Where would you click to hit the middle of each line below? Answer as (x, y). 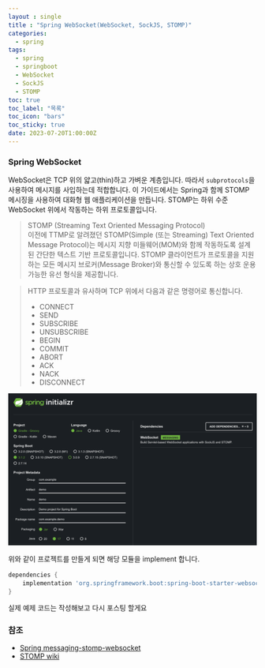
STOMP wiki (39, 656)
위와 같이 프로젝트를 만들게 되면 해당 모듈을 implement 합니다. (104, 559)
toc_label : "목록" (37, 108)
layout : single (35, 17)
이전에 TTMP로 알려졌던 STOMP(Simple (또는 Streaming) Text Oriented (141, 235)
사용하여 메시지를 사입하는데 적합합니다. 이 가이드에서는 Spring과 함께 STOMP (129, 190)
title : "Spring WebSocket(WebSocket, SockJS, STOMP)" (100, 25)
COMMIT (54, 349)
